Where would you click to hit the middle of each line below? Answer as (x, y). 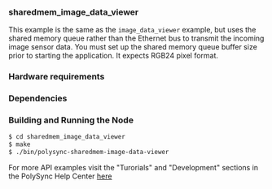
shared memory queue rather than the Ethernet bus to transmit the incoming (136, 38)
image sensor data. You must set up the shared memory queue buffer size (133, 47)
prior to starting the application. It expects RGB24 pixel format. (113, 56)
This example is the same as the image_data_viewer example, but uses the (132, 30)
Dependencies (38, 98)
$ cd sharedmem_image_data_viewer (67, 137)
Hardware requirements (57, 77)
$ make (20, 144)
